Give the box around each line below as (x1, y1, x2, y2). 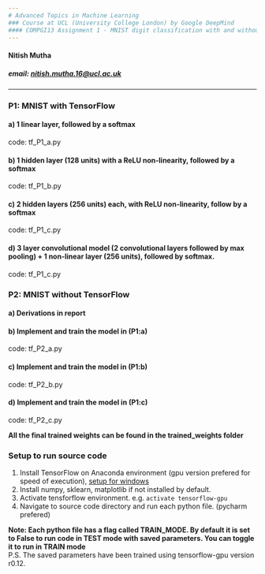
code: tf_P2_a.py (8, 344, 63, 353)
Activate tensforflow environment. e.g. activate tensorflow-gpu (19, 494, 228, 503)
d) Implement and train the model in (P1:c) (8, 397, 148, 407)
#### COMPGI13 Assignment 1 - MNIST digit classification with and (8, 26, 235, 34)
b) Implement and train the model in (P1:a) (8, 326, 148, 336)
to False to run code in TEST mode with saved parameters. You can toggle (8, 534, 255, 543)
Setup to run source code (8, 450, 108, 461)
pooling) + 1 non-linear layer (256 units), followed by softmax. (8, 252, 215, 261)
